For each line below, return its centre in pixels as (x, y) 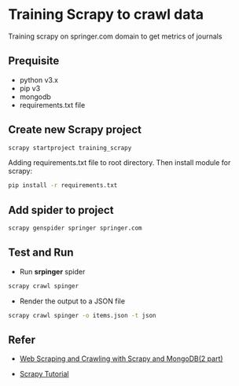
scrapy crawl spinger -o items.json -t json (82, 315)
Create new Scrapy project (75, 130)
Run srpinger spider (52, 271)
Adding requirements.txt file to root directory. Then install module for (119, 163)
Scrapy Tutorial (44, 374)
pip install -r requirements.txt (63, 186)
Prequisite (34, 61)
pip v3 (30, 88)
